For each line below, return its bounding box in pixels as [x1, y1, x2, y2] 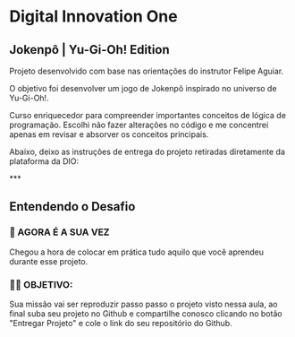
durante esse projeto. [9, 255, 88, 266]
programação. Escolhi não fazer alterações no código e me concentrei [9, 119, 269, 130]
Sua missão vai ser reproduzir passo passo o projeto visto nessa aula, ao [9, 298, 278, 309]
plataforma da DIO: [9, 156, 80, 167]
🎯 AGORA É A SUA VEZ [9, 226, 110, 238]
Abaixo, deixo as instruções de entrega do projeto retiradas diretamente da [9, 146, 286, 157]
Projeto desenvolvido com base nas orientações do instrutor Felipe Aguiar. [9, 65, 284, 76]
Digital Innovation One [9, 6, 178, 27]
